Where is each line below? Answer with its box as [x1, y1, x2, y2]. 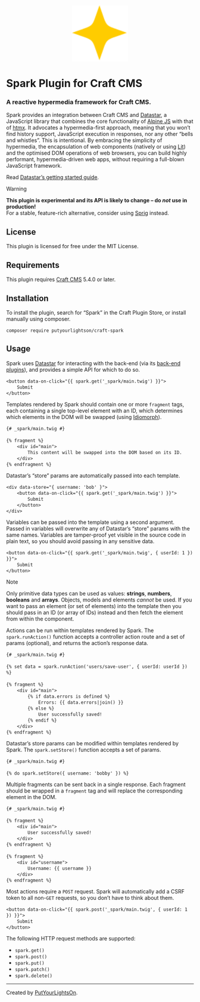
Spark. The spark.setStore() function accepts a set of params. [6, 746, 162, 753]
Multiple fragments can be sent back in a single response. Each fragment [6, 781, 186, 788]
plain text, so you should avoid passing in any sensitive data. [6, 537, 155, 545]
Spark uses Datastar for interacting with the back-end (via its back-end [6, 359, 180, 366]
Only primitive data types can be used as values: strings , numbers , [6, 590, 172, 597]
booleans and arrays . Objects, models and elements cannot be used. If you [6, 596, 192, 603]
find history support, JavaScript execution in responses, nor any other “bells [6, 131, 193, 138]
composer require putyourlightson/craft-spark [6, 328, 124, 334]
